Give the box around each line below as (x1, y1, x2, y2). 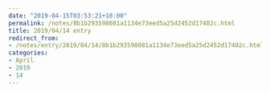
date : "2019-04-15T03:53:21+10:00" (8, 11, 128, 20)
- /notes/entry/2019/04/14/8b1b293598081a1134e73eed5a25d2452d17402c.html (8, 42, 264, 50)
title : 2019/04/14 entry (8, 26, 92, 34)
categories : (8, 49, 48, 57)
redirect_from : (8, 34, 59, 42)
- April (8, 57, 35, 65)
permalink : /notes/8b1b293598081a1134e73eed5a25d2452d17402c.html (8, 19, 235, 27)
